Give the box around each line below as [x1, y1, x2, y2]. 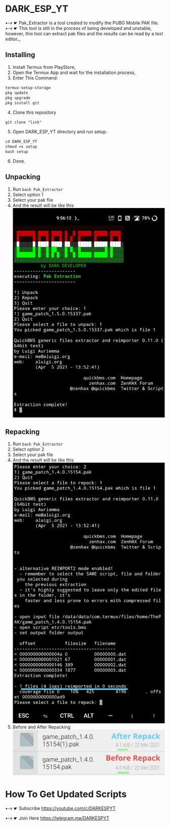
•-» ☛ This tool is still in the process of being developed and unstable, [5, 25, 152, 31]
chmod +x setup [5, 144, 37, 149]
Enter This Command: [12, 74, 58, 81]
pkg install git [5, 100, 39, 105]
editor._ [5, 36, 21, 42]
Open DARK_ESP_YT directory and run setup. [12, 129, 108, 135]
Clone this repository [12, 109, 57, 115]
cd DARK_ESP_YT [5, 139, 37, 144]
